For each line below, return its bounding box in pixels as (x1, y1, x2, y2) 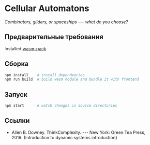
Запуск (4, 90, 28, 99)
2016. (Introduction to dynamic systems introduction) (11, 134, 117, 140)
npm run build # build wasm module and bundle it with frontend (4, 77, 139, 82)
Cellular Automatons (4, 3, 90, 14)
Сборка (4, 60, 29, 68)
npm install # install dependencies (4, 72, 85, 77)
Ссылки (4, 116, 30, 125)
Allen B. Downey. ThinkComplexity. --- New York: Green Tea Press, (11, 129, 146, 135)
